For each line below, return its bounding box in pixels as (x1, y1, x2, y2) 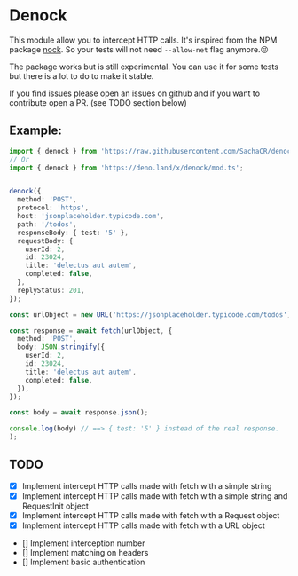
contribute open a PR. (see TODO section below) (9, 97, 188, 107)
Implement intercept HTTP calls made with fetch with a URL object (21, 520, 266, 531)
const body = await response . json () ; (9, 408, 149, 417)
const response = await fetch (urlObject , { (9, 326, 173, 335)
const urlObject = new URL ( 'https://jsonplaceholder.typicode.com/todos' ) (9, 310, 292, 320)
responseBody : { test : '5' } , (17, 228, 129, 237)
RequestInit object (21, 501, 89, 511)
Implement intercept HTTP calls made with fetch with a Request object (21, 509, 280, 520)
